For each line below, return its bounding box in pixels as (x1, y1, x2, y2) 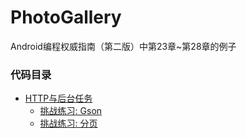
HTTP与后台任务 (24, 92, 93, 105)
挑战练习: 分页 (39, 117, 98, 130)
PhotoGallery (10, 6, 122, 29)
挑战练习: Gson (39, 105, 103, 117)
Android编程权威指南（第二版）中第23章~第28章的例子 (10, 40, 237, 52)
